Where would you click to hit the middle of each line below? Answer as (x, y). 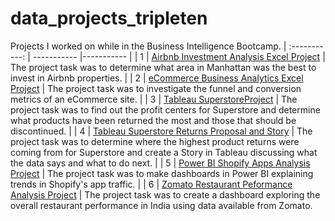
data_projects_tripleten (109, 18)
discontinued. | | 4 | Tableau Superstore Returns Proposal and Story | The (161, 131)
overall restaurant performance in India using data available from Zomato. (161, 205)
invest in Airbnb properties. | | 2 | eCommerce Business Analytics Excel (157, 78)
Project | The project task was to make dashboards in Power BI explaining (162, 173)
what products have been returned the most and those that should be (153, 120)
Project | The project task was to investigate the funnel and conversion (156, 88)
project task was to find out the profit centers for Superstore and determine (165, 109)
